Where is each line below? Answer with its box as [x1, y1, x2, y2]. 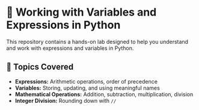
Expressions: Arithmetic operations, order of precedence [14, 78, 158, 85]
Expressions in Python [6, 18, 121, 32]
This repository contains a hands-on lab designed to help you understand [6, 38, 188, 45]
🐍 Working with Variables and [6, 5, 157, 19]
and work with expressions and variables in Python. [6, 44, 134, 52]
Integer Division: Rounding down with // [14, 97, 117, 104]
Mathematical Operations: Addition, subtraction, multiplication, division [14, 90, 194, 98]
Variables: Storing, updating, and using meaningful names [14, 84, 161, 91]
